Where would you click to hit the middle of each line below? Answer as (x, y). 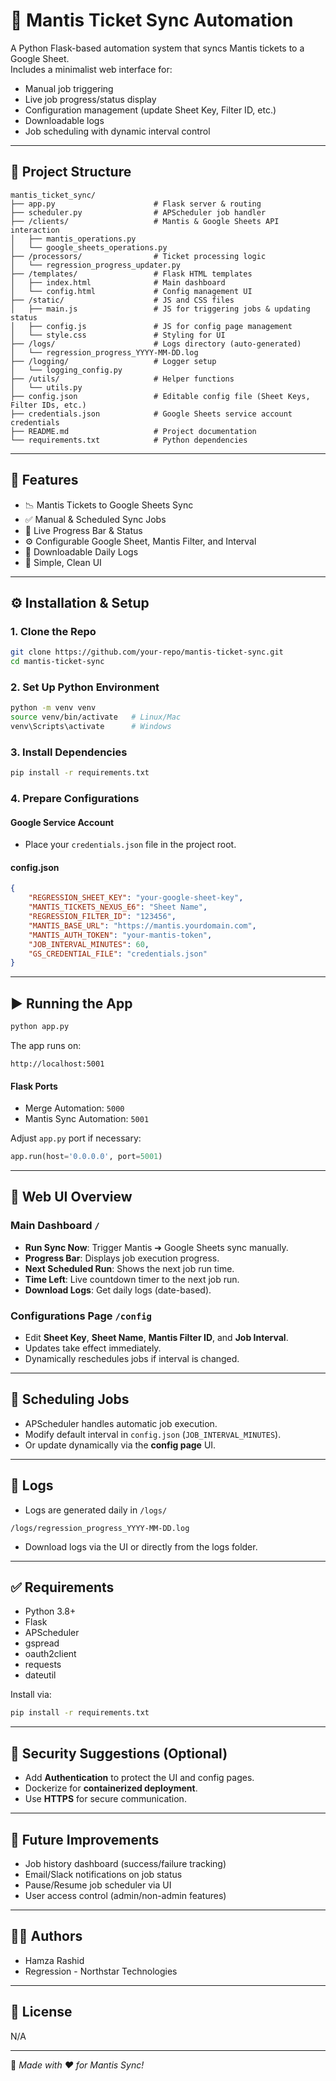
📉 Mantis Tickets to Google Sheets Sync (109, 505)
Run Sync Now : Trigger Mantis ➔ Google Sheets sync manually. (156, 1247)
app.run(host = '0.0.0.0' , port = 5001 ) (86, 1157)
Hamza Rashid (54, 1960)
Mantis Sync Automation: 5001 (87, 1119)
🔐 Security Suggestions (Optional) (119, 1753)
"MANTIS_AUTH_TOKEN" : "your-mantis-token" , (120, 935)
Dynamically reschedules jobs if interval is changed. (132, 1359)
